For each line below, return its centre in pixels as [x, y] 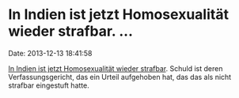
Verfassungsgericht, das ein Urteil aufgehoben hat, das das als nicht [120, 77]
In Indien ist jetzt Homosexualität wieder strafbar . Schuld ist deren [116, 68]
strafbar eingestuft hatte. [49, 85]
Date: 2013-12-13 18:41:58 [50, 53]
